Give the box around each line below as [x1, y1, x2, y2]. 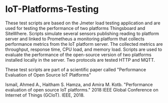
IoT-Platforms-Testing [5, 3, 99, 15]
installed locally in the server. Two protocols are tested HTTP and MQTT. [5, 57, 155, 63]
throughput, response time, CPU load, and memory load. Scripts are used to [5, 46, 162, 52]
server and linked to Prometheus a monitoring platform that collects [5, 36, 144, 42]
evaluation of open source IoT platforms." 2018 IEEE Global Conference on [5, 87, 159, 93]
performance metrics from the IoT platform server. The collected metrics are [5, 41, 163, 47]
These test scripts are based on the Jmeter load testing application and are [5, 20, 160, 26]
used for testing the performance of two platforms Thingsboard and [5, 25, 145, 31]
